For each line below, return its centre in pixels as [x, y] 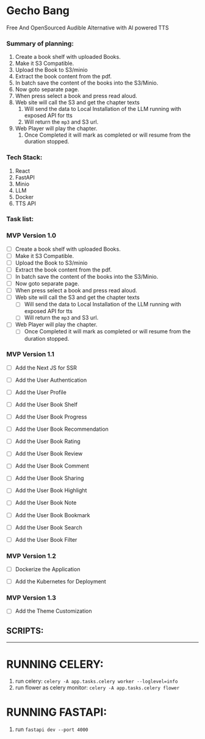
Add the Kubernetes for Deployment [61, 582]
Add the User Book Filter [46, 539]
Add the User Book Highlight [51, 490]
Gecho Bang [38, 11]
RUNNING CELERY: [55, 664]
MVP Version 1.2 [31, 556]
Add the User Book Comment [52, 466]
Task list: [20, 219]
